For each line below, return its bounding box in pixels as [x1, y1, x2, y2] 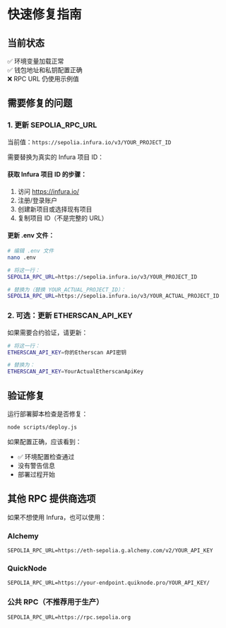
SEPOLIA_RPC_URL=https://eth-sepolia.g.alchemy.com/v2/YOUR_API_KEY [7, 547, 213, 554]
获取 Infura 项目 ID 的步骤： [7, 170, 87, 179]
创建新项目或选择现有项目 [17, 204, 93, 213]
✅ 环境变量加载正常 [7, 57, 64, 65]
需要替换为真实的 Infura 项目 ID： [7, 153, 105, 161]
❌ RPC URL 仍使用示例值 [7, 75, 79, 83]
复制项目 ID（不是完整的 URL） [17, 214, 108, 222]
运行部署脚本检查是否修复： [7, 409, 88, 418]
